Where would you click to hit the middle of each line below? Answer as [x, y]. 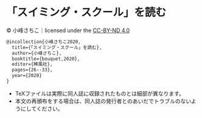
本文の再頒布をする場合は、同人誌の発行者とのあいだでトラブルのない [103, 101]
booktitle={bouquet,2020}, [46, 59]
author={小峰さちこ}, [37, 53]
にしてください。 [42, 108]
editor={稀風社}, [32, 64]
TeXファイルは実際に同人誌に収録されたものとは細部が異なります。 [99, 93]
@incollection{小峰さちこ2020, [44, 42]
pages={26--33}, [32, 70]
